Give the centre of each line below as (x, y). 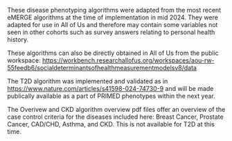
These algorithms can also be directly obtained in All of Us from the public (113, 53)
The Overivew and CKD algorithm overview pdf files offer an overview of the (116, 109)
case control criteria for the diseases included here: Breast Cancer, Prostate (115, 117)
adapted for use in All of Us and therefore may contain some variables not (113, 25)
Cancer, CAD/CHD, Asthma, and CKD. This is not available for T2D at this (111, 124)
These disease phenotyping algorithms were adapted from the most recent (114, 10)
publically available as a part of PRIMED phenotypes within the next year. (111, 96)
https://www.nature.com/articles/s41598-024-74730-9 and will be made (110, 89)
